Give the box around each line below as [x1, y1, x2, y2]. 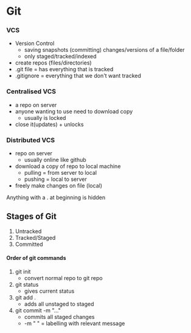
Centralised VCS [6, 87, 57, 96]
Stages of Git [6, 211, 57, 222]
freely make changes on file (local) [15, 182, 102, 189]
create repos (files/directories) [15, 59, 92, 66]
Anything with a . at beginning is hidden [6, 194, 106, 202]
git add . [15, 294, 36, 301]
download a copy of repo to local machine [15, 163, 121, 170]
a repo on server [15, 101, 57, 108]
